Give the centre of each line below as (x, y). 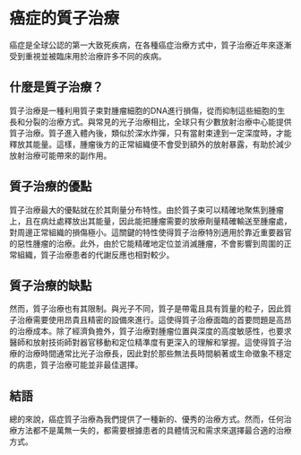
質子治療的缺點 (51, 285)
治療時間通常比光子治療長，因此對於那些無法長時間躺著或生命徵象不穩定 (158, 354)
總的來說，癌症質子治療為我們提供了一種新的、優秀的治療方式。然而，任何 (146, 419)
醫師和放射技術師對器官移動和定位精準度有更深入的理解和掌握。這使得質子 (146, 343)
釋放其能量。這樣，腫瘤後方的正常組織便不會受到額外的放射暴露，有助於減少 (150, 144)
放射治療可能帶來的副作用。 (60, 155)
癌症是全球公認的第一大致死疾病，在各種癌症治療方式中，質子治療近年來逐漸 (150, 45)
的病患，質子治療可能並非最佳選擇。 (76, 365)
